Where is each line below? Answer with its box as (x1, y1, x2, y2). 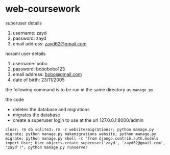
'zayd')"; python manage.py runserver (5, 145, 88, 150)
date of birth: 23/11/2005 (12, 76, 65, 83)
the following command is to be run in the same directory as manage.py (5, 86, 154, 92)
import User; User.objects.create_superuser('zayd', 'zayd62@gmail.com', (5, 140, 166, 145)
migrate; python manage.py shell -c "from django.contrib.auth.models (5, 136, 159, 141)
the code (5, 96, 25, 102)
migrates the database (12, 112, 60, 118)
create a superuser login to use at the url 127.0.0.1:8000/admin (12, 117, 144, 123)
